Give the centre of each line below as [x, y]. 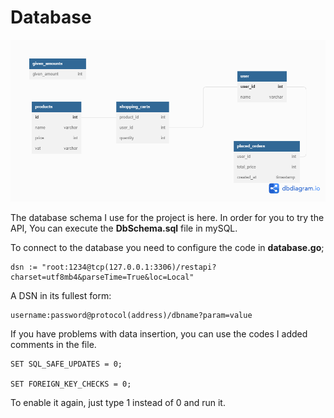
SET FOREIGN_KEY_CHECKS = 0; [71, 384]
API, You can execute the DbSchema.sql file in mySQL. [124, 228]
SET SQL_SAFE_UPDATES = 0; [66, 364]
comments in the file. [53, 344]
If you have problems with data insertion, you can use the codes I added [159, 333]
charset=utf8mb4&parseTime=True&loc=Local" [102, 277]
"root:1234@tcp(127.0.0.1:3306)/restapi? [129, 267]
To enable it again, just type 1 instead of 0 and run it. [118, 402]
